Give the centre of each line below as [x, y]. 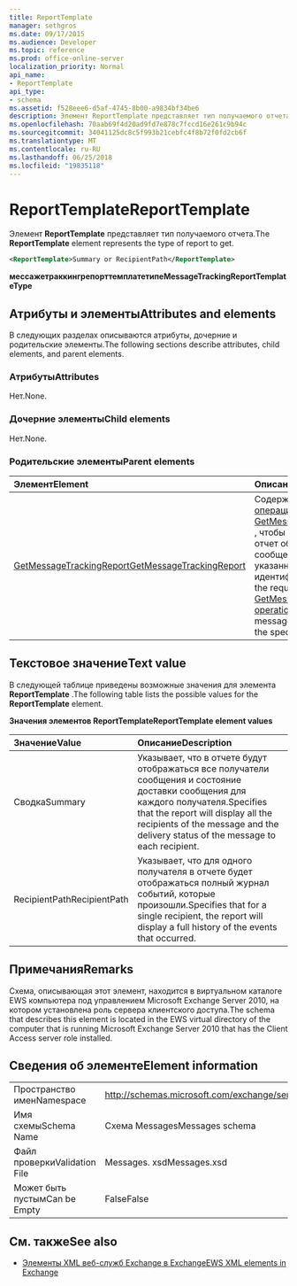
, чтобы [270, 532]
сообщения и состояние [189, 779]
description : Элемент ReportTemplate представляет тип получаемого [136, 116]
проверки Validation [55, 1163]
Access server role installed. [61, 1038]
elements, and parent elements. [67, 354]
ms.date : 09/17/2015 [47, 34]
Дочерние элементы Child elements [90, 419]
